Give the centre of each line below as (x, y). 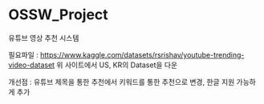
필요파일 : (23, 54)
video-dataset (31, 65)
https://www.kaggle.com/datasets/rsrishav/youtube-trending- (142, 54)
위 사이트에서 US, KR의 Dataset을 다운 (117, 65)
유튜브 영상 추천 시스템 (44, 38)
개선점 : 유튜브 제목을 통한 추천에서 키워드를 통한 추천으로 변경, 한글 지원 (122, 82)
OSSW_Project (58, 15)
